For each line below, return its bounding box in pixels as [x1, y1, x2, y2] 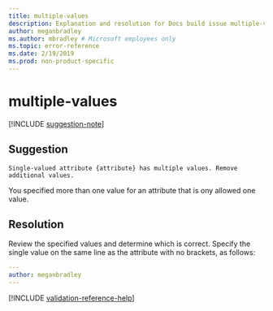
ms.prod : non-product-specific [8, 58, 115, 66]
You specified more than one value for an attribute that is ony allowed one [8, 185, 256, 195]
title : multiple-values [8, 11, 89, 20]
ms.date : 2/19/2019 [8, 50, 75, 58]
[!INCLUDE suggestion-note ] [8, 119, 105, 128]
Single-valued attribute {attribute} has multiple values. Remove [8, 164, 238, 172]
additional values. [8, 171, 75, 179]
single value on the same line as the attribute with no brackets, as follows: [8, 248, 256, 257]
